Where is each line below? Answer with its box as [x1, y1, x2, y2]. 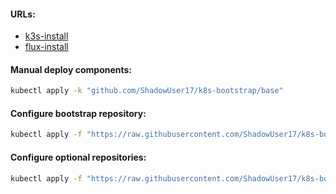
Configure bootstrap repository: [10, 107, 147, 119]
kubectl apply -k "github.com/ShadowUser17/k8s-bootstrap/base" [10, 86, 284, 96]
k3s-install [24, 30, 69, 42]
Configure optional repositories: [10, 151, 147, 163]
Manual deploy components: [10, 63, 133, 75]
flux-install [24, 41, 69, 53]
